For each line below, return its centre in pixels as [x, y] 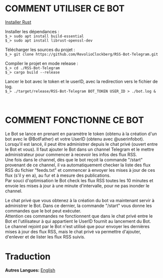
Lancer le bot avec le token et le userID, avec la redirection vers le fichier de [81, 81]
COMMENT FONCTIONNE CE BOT [74, 120]
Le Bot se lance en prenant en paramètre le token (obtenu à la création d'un [81, 134]
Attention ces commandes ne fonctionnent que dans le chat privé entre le [79, 216]
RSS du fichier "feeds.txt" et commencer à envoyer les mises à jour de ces [80, 170]
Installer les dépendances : [32, 31]
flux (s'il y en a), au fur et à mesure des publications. [58, 175]
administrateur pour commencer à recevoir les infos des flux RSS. [71, 154]
